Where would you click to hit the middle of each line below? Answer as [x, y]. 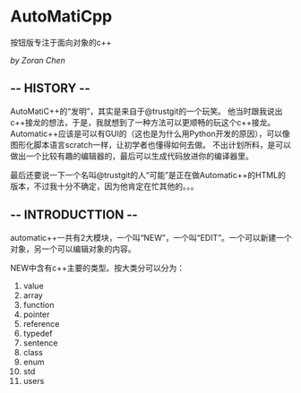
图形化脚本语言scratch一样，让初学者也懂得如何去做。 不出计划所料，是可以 [151, 144]
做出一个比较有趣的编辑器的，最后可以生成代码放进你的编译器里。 [132, 156]
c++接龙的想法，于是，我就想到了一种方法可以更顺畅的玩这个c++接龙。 [143, 122]
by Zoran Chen [38, 60]
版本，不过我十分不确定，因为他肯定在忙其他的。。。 [104, 186]
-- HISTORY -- [50, 88]
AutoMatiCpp [61, 17]
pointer [36, 314]
